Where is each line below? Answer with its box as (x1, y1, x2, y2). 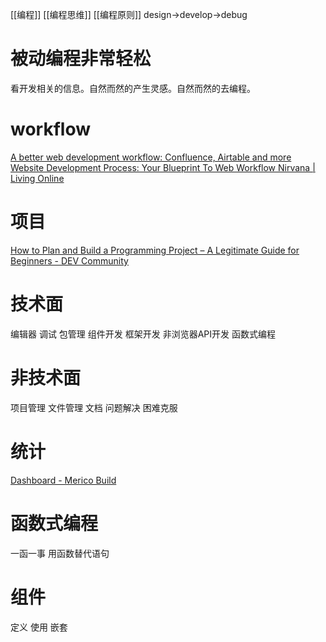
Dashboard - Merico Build (10, 474, 117, 486)
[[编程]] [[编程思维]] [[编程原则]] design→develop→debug (10, 9, 248, 20)
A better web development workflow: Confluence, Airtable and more (10, 151, 292, 163)
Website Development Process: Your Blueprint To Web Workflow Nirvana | (10, 161, 316, 173)
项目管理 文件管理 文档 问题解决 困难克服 (10, 401, 178, 413)
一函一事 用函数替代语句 (10, 547, 110, 559)
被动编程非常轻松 (10, 48, 152, 70)
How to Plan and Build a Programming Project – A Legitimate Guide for (10, 244, 300, 256)
